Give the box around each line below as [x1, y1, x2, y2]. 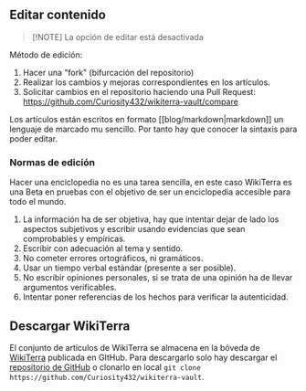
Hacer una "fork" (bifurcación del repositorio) [22, 67, 195, 78]
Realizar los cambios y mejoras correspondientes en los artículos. [22, 77, 271, 88]
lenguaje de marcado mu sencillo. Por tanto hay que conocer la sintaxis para [9, 123, 298, 134]
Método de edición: [9, 49, 83, 60]
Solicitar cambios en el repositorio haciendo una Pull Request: [22, 86, 256, 97]
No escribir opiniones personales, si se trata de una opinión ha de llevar [22, 272, 293, 283]
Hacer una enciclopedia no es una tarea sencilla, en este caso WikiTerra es [9, 177, 292, 188]
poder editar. [9, 132, 58, 144]
